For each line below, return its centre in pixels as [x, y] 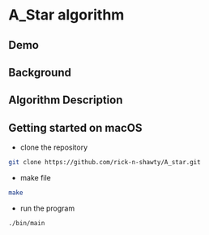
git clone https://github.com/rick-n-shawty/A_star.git [104, 163]
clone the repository [54, 147]
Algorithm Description [66, 100]
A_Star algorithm [66, 15]
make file [35, 178]
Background [40, 72]
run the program [47, 208]
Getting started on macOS [75, 128]
